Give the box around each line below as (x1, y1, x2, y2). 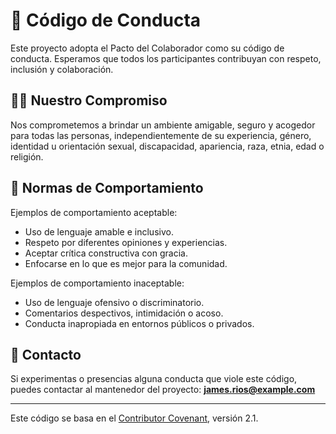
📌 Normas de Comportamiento (10, 180, 204, 197)
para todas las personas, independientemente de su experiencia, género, (10, 129, 312, 141)
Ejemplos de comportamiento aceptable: (10, 206, 178, 218)
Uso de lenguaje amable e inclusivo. (24, 225, 174, 238)
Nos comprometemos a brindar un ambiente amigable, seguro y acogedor (10, 119, 316, 131)
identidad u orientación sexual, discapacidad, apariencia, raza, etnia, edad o (10, 140, 325, 152)
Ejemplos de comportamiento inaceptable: (10, 277, 185, 289)
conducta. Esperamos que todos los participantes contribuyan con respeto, (10, 52, 322, 64)
